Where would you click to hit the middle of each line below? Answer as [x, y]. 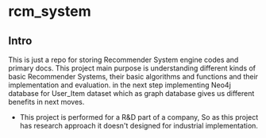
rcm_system [50, 11]
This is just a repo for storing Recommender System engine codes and [123, 59]
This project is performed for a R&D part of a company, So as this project [139, 117]
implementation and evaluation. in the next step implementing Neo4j [120, 85]
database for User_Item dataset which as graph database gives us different [131, 93]
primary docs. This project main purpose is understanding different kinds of [132, 68]
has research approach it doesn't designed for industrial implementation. [139, 126]
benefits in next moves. [46, 102]
